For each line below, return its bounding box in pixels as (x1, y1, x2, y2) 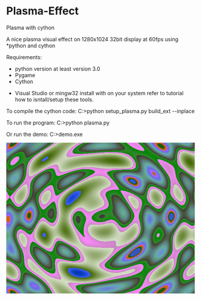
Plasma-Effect (6, 4, 79, 18)
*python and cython (6, 42, 56, 49)
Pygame (14, 71, 36, 78)
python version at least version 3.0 (14, 65, 100, 72)
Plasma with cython (6, 24, 55, 31)
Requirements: (6, 53, 42, 60)
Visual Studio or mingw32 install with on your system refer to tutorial (14, 89, 184, 96)
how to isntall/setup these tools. (14, 96, 94, 103)
